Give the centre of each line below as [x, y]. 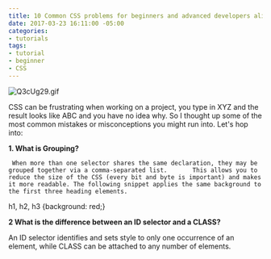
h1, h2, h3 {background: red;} [57, 206]
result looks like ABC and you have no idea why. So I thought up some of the [135, 115]
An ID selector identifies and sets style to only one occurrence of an [121, 237]
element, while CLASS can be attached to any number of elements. [120, 246]
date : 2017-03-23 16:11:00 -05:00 [67, 23]
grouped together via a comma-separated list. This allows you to [133, 170]
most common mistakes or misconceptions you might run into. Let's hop [128, 124]
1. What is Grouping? [44, 148]
